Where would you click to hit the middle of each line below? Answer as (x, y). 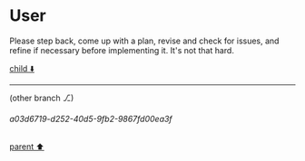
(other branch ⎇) (42, 98)
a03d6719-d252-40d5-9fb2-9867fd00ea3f (91, 118)
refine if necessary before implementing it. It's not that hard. (122, 50)
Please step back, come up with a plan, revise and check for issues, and (144, 41)
